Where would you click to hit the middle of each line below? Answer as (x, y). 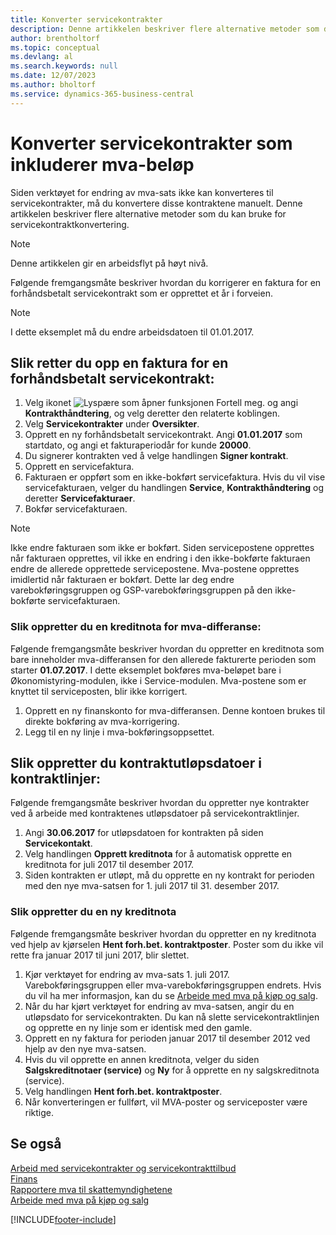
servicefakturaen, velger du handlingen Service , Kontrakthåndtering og (174, 488)
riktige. (39, 1112)
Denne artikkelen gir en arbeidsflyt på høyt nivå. (109, 263)
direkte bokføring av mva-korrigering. (102, 721)
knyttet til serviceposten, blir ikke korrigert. (99, 691)
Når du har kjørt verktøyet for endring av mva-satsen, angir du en (159, 1006)
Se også (36, 1144)
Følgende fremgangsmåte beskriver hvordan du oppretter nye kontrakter (160, 803)
